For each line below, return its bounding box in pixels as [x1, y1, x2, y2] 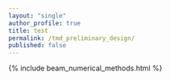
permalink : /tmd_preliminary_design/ [8, 34, 135, 42]
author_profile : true [8, 19, 81, 27]
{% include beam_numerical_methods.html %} [8, 63, 163, 73]
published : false [8, 42, 67, 50]
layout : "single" [8, 11, 67, 20]
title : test [8, 26, 48, 34]
